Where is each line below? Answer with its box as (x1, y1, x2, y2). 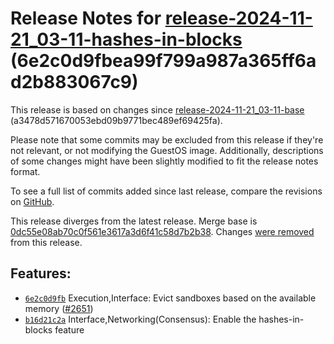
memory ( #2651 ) (24, 302, 94, 314)
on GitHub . (10, 195, 55, 207)
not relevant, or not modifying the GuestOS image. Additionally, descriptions (10, 144, 324, 156)
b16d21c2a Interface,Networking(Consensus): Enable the (24, 313, 257, 325)
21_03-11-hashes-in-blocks (10, 28, 243, 51)
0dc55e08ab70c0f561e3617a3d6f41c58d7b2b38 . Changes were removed (10, 225, 315, 237)
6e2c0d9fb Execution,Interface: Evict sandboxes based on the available (24, 292, 317, 304)
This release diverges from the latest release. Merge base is (10, 215, 258, 227)
